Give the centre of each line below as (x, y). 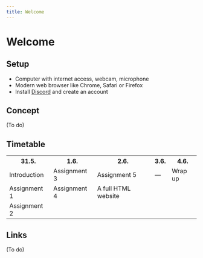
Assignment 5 (117, 175)
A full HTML (114, 188)
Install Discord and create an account (62, 91)
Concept (23, 111)
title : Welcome (25, 12)
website (108, 196)
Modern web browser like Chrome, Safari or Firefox (79, 85)
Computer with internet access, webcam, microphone (82, 79)
